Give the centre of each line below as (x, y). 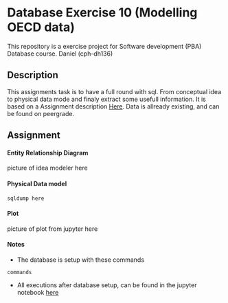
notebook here (38, 292)
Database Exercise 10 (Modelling (102, 13)
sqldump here (26, 198)
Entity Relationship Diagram (48, 153)
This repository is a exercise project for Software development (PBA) (104, 46)
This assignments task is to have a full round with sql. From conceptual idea (114, 91)
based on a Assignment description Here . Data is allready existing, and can (113, 106)
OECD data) (41, 27)
